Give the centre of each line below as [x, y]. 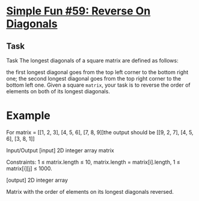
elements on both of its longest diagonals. [58, 91]
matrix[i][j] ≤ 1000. [29, 168]
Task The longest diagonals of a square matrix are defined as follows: [92, 60]
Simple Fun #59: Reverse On [78, 11]
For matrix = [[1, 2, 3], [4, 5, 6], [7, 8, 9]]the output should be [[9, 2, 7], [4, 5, [100, 132]
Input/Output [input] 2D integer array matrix [60, 150]
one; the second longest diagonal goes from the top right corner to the [94, 79]
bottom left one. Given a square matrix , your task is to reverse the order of [98, 85]
